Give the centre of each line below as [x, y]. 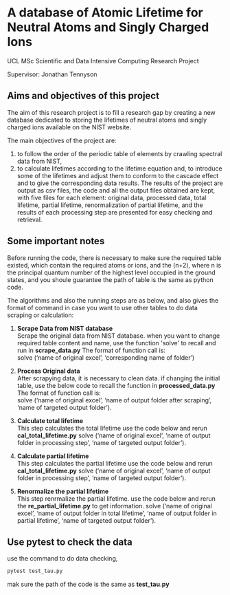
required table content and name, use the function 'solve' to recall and [116, 343]
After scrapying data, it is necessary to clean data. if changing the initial [118, 378]
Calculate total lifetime [50, 420]
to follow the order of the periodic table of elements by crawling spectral [119, 153]
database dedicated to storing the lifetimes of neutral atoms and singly [107, 120]
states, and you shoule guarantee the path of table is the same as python [111, 279]
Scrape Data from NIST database [65, 328]
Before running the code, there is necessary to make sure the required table [114, 258]
